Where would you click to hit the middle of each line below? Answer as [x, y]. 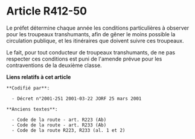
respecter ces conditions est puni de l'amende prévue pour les [84, 59]
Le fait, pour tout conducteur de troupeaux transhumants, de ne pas [91, 52]
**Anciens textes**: [32, 109]
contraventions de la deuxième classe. [54, 65]
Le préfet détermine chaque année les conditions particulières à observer [97, 28]
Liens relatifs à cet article [39, 77]
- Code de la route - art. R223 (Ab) [59, 120]
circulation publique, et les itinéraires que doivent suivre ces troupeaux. [95, 40]
